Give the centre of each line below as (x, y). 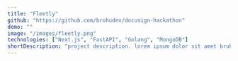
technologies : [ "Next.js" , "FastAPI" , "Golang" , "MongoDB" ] (98, 40)
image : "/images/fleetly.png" (52, 33)
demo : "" (20, 27)
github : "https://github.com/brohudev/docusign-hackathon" (96, 20)
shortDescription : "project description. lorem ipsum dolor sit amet (112, 46)
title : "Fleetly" (33, 14)
